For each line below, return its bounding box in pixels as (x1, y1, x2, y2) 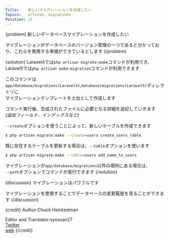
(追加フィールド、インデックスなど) (5, 112, 79, 118)
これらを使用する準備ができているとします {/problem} (14, 49, 126, 55)
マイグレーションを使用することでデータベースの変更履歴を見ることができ (5, 191, 160, 197)
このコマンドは (5, 76, 36, 82)
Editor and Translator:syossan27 (5, 217, 73, 223)
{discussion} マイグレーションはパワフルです (5, 180, 99, 186)
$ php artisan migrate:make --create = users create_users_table (5, 133, 142, 138)
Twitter (5, 222, 20, 228)
